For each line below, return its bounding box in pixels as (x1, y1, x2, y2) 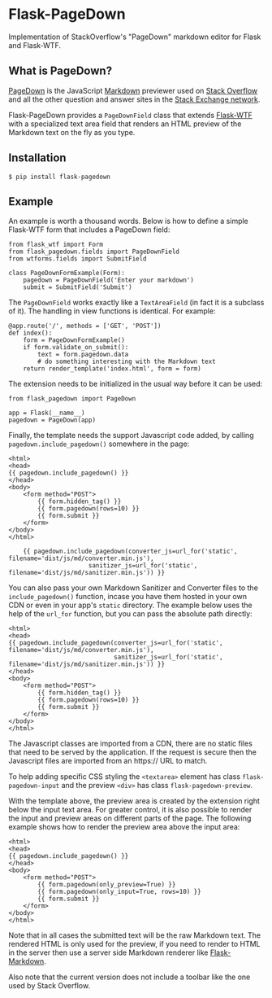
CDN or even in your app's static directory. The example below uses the (8, 600, 253, 611)
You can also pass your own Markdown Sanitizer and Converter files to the (8, 583, 258, 593)
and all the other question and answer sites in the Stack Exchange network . (8, 94, 261, 104)
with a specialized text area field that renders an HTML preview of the (8, 119, 242, 129)
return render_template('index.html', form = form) (23, 365, 201, 373)
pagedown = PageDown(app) (8, 416, 96, 424)
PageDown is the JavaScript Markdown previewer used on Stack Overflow (8, 85, 258, 95)
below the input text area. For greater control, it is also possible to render (8, 805, 253, 815)
